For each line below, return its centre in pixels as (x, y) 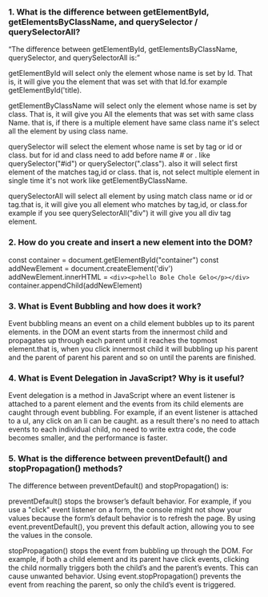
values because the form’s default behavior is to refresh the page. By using (132, 519)
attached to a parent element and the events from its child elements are (126, 404)
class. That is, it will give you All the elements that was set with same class (131, 114)
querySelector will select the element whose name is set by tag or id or (125, 147)
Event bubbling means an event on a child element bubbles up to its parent (132, 323)
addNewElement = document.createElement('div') (91, 268)
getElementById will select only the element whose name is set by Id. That (131, 74)
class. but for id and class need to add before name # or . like (109, 155)
